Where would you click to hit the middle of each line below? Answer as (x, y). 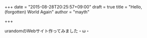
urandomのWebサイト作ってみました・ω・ (47, 31)
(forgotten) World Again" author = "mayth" (47, 12)
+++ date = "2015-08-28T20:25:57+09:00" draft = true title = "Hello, (73, 7)
